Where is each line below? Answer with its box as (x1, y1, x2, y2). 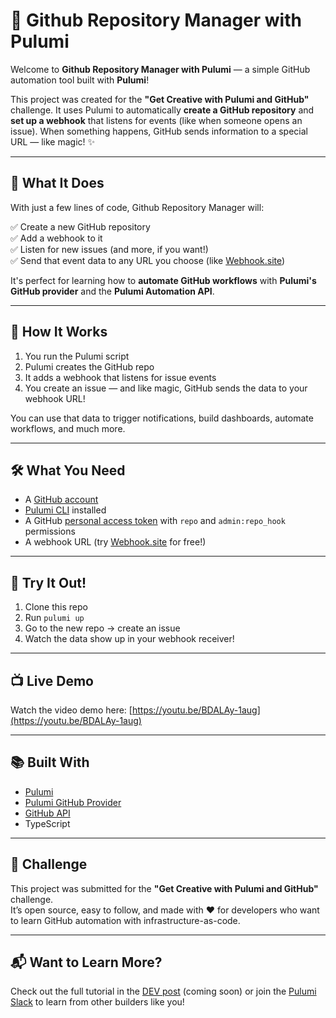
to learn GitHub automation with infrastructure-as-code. (10, 914, 241, 926)
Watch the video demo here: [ (10, 704, 133, 716)
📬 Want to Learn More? (10, 954, 163, 971)
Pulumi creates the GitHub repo (24, 360, 155, 373)
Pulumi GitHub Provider (24, 796, 122, 808)
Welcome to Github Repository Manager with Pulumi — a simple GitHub (10, 63, 311, 75)
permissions (24, 525, 76, 538)
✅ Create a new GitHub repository (10, 220, 151, 233)
